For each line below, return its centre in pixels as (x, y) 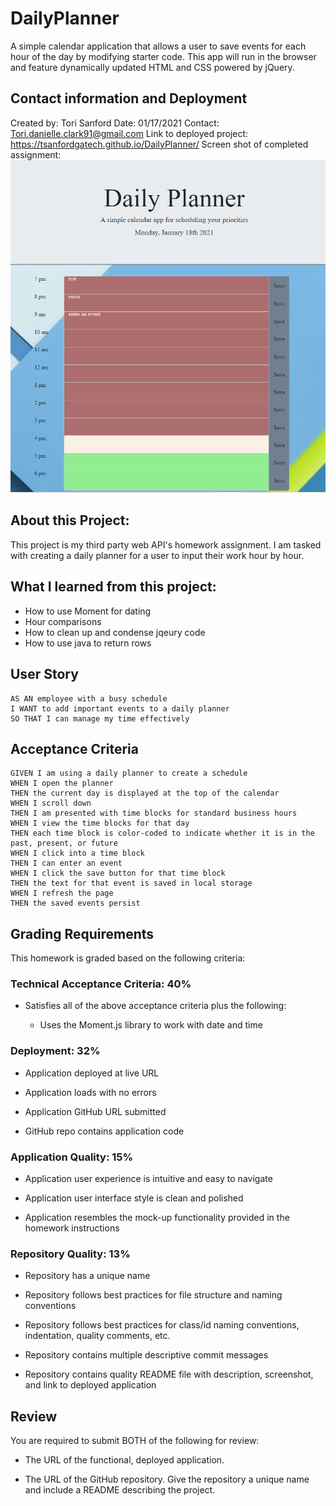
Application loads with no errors (90, 1092)
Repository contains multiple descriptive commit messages (146, 1355)
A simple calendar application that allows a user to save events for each (158, 46)
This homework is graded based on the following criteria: (128, 958)
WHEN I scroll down (51, 803)
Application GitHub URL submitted (95, 1111)
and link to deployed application (90, 1385)
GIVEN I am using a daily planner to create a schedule (129, 773)
